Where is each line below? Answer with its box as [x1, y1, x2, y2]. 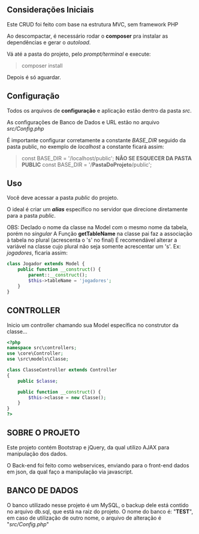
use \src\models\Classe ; [7, 356, 69, 362]
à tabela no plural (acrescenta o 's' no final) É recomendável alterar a [7, 236, 177, 244]
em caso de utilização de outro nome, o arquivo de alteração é [7, 514, 161, 521]
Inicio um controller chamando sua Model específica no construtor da [7, 321, 179, 329]
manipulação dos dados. [7, 450, 68, 457]
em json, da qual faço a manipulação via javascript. [7, 468, 134, 475]
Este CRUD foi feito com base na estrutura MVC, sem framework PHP [7, 20, 179, 28]
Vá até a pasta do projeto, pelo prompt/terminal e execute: [7, 50, 151, 58]
